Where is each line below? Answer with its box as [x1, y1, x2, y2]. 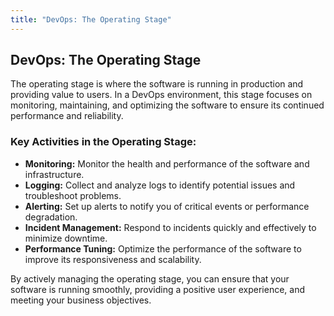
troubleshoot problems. [24, 189, 122, 201]
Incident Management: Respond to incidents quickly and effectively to [24, 221, 317, 233]
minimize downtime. [24, 232, 108, 244]
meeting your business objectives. [10, 294, 152, 306]
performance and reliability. [10, 110, 124, 122]
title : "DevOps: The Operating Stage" [10, 14, 172, 25]
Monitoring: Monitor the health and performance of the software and [24, 157, 310, 170]
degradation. [24, 211, 78, 223]
